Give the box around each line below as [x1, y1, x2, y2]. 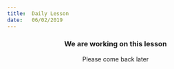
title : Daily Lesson [7, 10, 69, 17]
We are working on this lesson [64, 39, 167, 49]
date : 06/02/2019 [7, 17, 63, 23]
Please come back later [82, 55, 149, 63]
